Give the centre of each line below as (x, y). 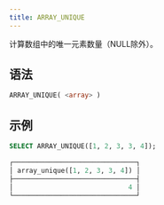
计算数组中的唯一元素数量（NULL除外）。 (83, 43)
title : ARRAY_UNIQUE (47, 17)
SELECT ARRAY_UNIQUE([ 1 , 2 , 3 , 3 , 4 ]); (83, 146)
